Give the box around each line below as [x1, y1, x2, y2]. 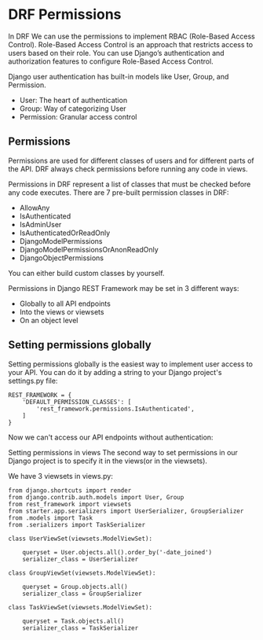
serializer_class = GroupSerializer [22, 590, 143, 598]
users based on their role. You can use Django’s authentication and [8, 48, 225, 57]
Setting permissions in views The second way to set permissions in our [8, 447, 238, 457]
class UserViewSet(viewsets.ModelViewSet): [8, 535, 153, 543]
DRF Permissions [8, 6, 122, 24]
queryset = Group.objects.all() [22, 583, 128, 590]
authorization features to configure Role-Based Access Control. [8, 57, 214, 66]
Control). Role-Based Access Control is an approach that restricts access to [8, 39, 254, 49]
